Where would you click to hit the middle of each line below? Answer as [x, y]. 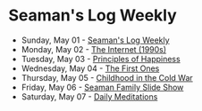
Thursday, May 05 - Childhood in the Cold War [107, 77]
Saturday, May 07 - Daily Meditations [89, 96]
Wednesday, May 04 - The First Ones [90, 68]
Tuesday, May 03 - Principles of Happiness [101, 59]
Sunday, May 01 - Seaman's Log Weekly [96, 40]
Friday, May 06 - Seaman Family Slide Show [102, 87]
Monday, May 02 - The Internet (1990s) [94, 49]
